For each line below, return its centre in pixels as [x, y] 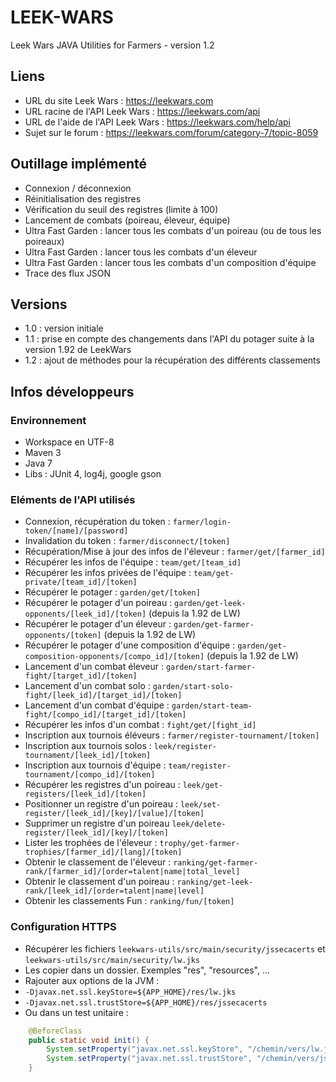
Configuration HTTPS [63, 927]
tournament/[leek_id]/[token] [88, 756]
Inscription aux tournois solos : [88, 746]
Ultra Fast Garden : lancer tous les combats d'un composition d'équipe [170, 262]
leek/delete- [199, 824]
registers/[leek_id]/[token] [85, 794]
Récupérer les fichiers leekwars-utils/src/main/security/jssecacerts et [175, 948]
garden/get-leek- [210, 604]
